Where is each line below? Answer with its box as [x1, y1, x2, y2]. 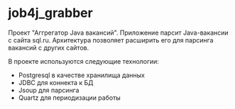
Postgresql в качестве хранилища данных [18, 71, 145, 79]
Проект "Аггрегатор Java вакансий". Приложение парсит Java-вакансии [8, 28, 229, 37]
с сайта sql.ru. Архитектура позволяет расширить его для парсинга [8, 35, 214, 44]
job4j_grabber [8, 5, 93, 21]
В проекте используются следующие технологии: [8, 57, 159, 65]
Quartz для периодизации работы [18, 93, 121, 102]
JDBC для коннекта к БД [18, 78, 94, 86]
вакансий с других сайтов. [8, 43, 89, 52]
